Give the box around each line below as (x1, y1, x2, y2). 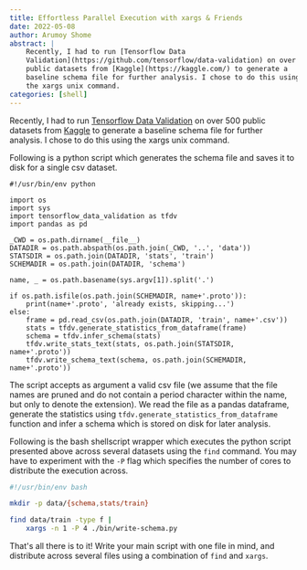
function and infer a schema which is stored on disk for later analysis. (9, 417, 271, 429)
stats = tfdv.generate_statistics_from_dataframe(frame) (26, 323, 248, 332)
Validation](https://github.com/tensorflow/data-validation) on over (26, 56, 297, 65)
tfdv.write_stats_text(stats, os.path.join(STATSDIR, (26, 339, 235, 348)
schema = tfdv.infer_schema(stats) (26, 331, 162, 341)
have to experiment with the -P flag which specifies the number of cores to (9, 455, 291, 466)
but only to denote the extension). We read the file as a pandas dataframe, (9, 398, 290, 409)
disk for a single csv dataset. (9, 162, 118, 173)
